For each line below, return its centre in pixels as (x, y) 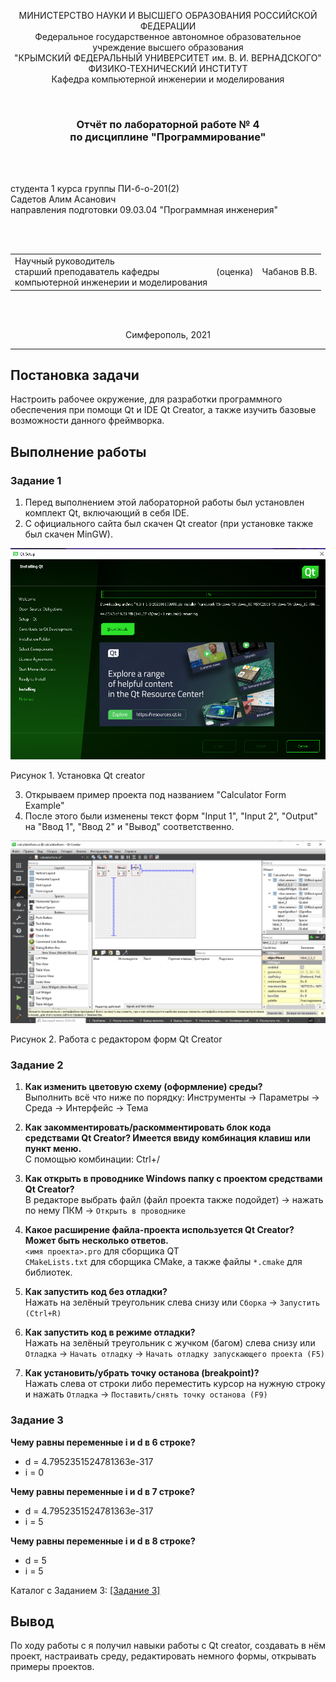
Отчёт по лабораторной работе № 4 (168, 124)
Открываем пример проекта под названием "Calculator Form (155, 794)
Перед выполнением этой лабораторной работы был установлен (164, 502)
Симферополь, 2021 (168, 334)
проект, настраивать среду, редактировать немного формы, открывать (163, 1656)
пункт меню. (53, 1149)
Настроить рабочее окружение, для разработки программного (146, 399)
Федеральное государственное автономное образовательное (168, 36)
